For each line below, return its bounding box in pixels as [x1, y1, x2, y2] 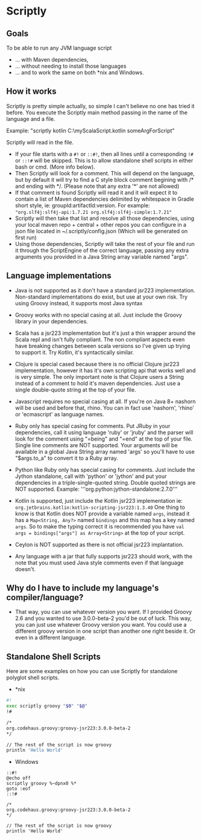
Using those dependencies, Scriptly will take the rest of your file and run [14, 240, 195, 247]
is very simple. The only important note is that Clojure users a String [14, 373, 184, 380]
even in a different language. [14, 634, 86, 641]
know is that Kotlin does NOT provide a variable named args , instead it [14, 509, 190, 517]
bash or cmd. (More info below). [14, 163, 95, 170]
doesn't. [14, 565, 36, 572]
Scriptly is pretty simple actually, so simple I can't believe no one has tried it [6, 102, 195, 109]
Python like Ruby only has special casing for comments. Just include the [14, 466, 195, 473]
